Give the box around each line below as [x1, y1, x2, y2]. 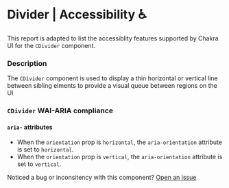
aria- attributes [7, 123, 53, 131]
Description [7, 58, 47, 68]
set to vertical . [16, 160, 62, 168]
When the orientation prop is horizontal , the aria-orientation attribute [16, 138, 223, 146]
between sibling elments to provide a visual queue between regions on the [7, 82, 217, 90]
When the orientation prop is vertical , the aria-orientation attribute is [16, 153, 223, 161]
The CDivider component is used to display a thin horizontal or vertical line [7, 74, 218, 82]
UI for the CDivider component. [7, 41, 96, 49]
